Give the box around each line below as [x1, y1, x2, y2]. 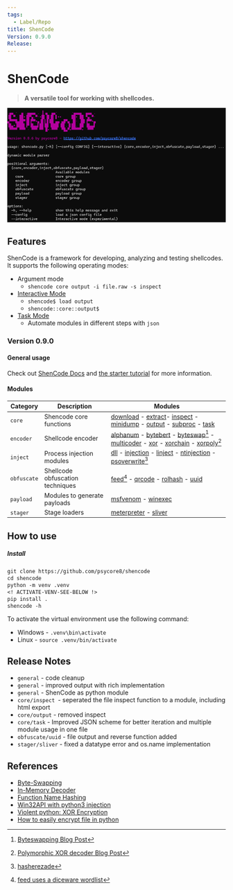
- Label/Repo [13, 18, 51, 26]
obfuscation [44, 474, 78, 482]
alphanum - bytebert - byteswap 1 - [110, 429, 215, 439]
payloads [44, 498, 71, 507]
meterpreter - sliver [110, 508, 168, 516]
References [7, 760, 58, 772]
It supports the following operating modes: [7, 261, 129, 270]
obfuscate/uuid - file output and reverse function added [17, 733, 178, 741]
